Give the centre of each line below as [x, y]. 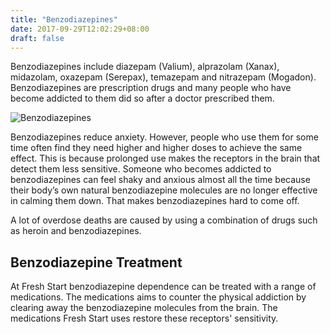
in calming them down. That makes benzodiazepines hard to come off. [155, 201]
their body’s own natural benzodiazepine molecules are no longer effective [164, 190]
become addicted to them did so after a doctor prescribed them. [142, 98]
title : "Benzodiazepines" [64, 19]
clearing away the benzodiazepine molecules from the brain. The [144, 308]
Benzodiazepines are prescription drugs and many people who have [151, 88]
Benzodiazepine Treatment [96, 262]
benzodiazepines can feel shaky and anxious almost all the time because [160, 180]
